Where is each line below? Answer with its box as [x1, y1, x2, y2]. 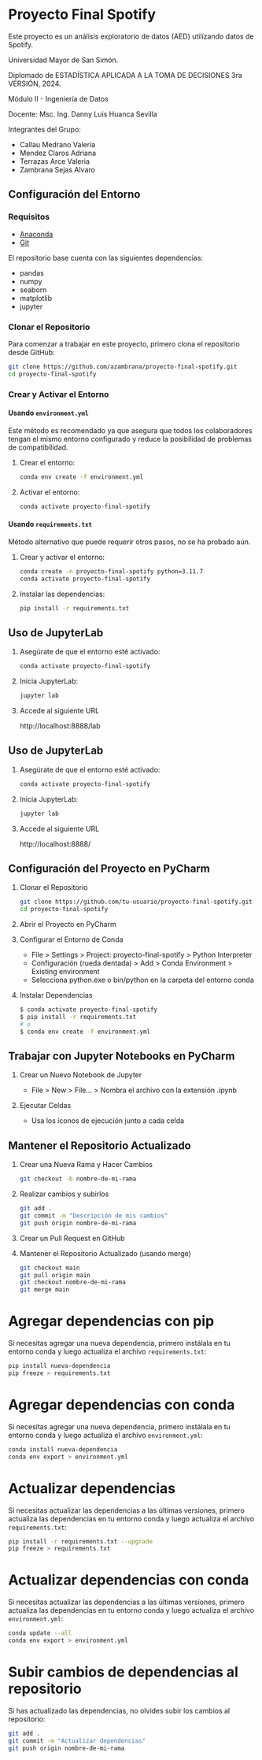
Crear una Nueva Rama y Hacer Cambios [19, 1160, 153, 1169]
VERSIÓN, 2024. [8, 79, 61, 88]
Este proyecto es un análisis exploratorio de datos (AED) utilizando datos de [8, 31, 254, 41]
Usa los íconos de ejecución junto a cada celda [31, 1116, 185, 1125]
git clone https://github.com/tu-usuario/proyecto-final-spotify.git [19, 898, 253, 906]
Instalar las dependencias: [19, 589, 105, 598]
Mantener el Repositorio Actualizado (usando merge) [19, 1248, 191, 1258]
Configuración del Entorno [8, 187, 141, 202]
